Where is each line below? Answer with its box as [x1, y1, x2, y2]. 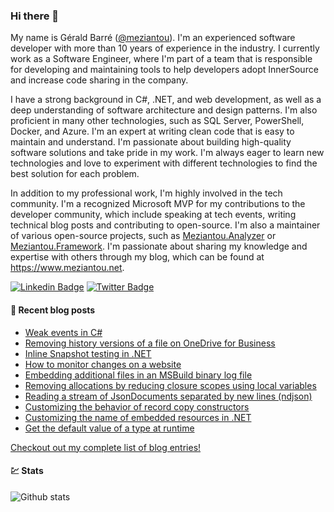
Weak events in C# [24, 326, 103, 338]
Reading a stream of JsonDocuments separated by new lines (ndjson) [24, 390, 313, 402]
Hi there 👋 [10, 9, 60, 23]
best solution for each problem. [10, 168, 140, 180]
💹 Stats [10, 465, 44, 477]
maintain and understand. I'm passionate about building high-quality [10, 136, 292, 148]
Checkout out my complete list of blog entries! [10, 441, 202, 453]
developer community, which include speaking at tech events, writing [10, 209, 297, 221]
